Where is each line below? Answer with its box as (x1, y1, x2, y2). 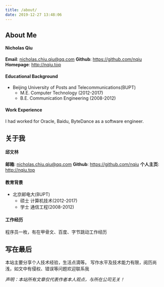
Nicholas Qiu (5, 45, 33, 51)
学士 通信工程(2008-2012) (20, 204, 75, 210)
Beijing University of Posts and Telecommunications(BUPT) (12, 85, 136, 91)
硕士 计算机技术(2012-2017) (20, 198, 78, 204)
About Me (5, 31, 37, 39)
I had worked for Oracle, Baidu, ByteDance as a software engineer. (5, 118, 144, 124)
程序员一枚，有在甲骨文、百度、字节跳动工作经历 (5, 229, 107, 235)
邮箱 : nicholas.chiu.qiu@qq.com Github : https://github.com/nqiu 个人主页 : (5, 161, 159, 168)
